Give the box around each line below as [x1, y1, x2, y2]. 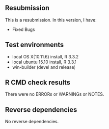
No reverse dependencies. [5, 119, 59, 125]
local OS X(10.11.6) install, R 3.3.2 [12, 53, 79, 59]
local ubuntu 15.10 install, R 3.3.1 [12, 59, 77, 65]
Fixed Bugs [12, 26, 35, 32]
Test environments [5, 41, 64, 49]
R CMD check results [5, 78, 71, 87]
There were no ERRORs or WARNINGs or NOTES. [5, 91, 105, 97]
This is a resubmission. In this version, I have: [5, 17, 97, 23]
